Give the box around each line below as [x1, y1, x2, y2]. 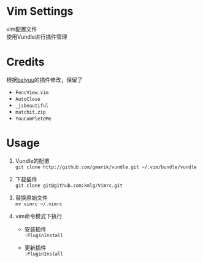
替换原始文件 [15, 194, 48, 201]
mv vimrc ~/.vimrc [15, 201, 63, 207]
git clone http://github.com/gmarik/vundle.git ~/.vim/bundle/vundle [15, 164, 197, 170]
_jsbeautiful [15, 103, 49, 109]
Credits [6, 55, 45, 69]
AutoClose [15, 96, 41, 102]
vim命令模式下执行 [15, 212, 63, 219]
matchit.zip [15, 109, 46, 115]
